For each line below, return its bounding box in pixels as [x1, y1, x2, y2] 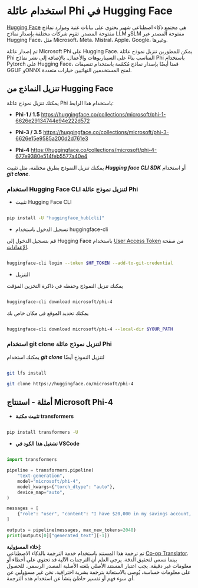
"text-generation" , [17, 473, 65, 479]
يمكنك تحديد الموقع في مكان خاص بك [6, 309, 89, 317]
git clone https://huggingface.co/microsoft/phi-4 [6, 381, 134, 386]
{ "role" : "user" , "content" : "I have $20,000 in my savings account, [17, 511, 192, 517]
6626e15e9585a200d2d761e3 [15, 135, 88, 142]
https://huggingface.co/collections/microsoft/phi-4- [31, 146, 157, 153]
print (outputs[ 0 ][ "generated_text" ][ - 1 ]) [6, 532, 110, 538]
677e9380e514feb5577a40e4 [15, 152, 88, 160]
